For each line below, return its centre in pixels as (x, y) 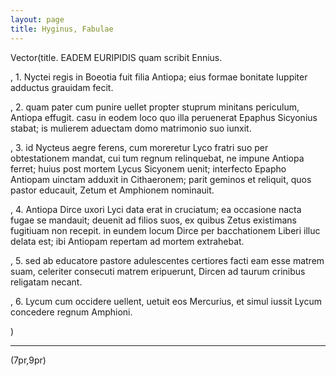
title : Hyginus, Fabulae (62, 29)
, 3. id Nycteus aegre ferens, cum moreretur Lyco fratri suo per (139, 147)
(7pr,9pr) (28, 360)
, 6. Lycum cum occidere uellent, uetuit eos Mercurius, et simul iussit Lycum (166, 301)
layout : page (37, 19)
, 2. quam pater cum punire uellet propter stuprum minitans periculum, (155, 107)
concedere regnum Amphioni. (71, 312)
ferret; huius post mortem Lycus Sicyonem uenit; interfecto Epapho (148, 168)
